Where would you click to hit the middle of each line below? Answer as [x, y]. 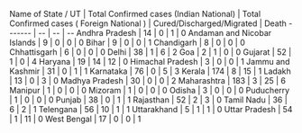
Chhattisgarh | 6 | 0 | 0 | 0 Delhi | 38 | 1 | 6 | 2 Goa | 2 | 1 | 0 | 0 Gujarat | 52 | [151, 52]
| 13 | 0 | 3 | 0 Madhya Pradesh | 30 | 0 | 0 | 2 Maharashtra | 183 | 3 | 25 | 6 [148, 80]
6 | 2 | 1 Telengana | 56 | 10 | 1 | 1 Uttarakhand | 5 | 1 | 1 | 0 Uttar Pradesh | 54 [151, 109]
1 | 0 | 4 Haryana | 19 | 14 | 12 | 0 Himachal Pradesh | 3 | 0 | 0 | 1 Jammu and [150, 62]
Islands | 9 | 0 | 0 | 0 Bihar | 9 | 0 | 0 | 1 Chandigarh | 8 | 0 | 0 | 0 [128, 42]
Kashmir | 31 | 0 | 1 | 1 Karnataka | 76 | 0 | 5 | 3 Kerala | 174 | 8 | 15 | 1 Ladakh [150, 71]
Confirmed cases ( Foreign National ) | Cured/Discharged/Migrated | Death [148, 23]
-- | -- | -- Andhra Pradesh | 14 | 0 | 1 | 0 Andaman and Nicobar [155, 33]
